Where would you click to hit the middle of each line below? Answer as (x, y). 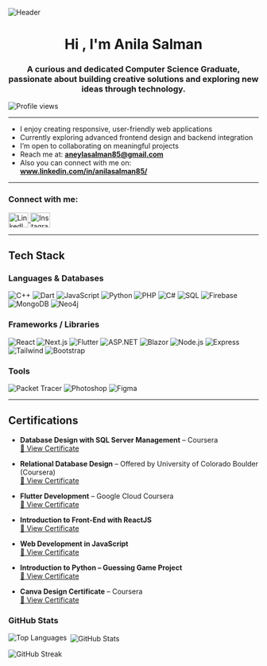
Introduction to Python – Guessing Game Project (101, 567)
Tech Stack (37, 256)
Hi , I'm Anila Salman (133, 45)
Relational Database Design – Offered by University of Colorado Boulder (139, 463)
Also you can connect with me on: (75, 163)
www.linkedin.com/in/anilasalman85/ (83, 172)
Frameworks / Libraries (54, 324)
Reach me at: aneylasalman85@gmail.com (92, 154)
